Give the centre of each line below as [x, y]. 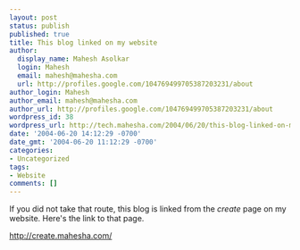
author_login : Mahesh [50, 92]
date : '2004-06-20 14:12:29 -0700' [75, 134]
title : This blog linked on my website [83, 42]
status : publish [39, 26]
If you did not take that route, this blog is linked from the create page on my [148, 209]
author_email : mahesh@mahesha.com [74, 100]
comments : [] [33, 184]
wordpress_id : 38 [42, 117]
